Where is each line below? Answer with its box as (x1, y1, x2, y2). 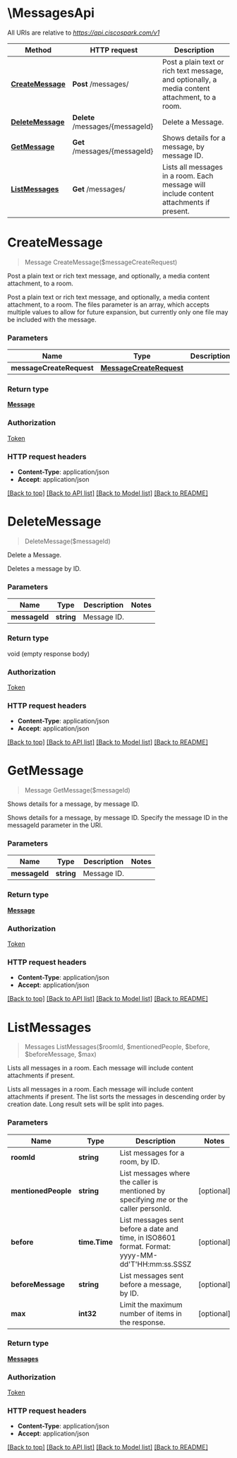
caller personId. (119, 1203, 171, 1213)
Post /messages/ (72, 79, 129, 89)
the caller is (119, 1177, 159, 1187)
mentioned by (119, 1185, 166, 1195)
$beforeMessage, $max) (24, 1050, 97, 1059)
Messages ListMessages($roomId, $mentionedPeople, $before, (24, 1043, 210, 1051)
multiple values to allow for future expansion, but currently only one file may (7, 307, 229, 316)
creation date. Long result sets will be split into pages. (7, 1100, 164, 1108)
